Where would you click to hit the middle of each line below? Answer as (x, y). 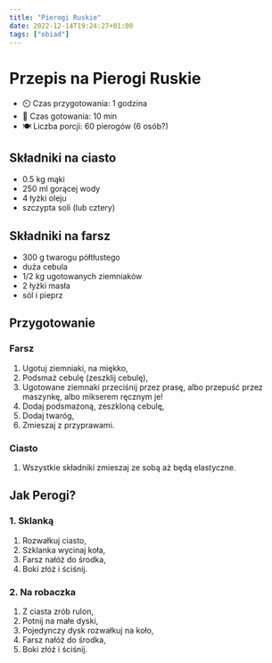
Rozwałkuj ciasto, (54, 540)
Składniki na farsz (60, 236)
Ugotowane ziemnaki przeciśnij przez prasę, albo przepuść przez (142, 387)
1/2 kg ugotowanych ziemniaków (82, 276)
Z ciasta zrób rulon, (58, 611)
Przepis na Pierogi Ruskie (105, 78)
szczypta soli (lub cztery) (69, 208)
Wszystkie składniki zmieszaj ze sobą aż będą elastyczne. (129, 467)
